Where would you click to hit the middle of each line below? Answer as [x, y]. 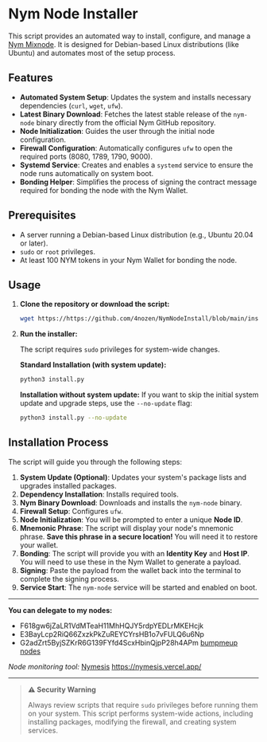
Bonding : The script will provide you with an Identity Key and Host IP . [135, 553]
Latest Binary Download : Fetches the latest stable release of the [126, 114]
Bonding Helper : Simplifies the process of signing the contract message [138, 182]
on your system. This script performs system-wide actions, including [140, 713]
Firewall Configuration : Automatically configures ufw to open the [126, 147]
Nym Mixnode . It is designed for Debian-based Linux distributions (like [124, 44]
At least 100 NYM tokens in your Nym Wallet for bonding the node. [128, 260]
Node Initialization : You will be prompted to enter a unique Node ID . [131, 520]
